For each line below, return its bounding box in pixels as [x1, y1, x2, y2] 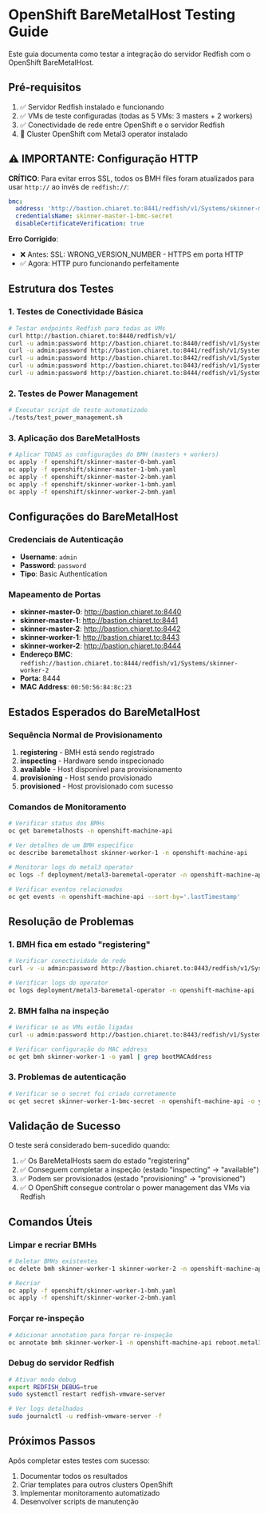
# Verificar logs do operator [8, 978, 109, 987]
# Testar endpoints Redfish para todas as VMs [8, 324, 166, 333]
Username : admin [19, 552, 77, 561]
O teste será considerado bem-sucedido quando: [8, 1140, 171, 1150]
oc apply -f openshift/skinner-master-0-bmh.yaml [8, 458, 177, 466]
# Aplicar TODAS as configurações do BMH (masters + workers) [8, 450, 219, 459]
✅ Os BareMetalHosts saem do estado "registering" [19, 1156, 190, 1165]
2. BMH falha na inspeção [8, 1005, 109, 1017]
